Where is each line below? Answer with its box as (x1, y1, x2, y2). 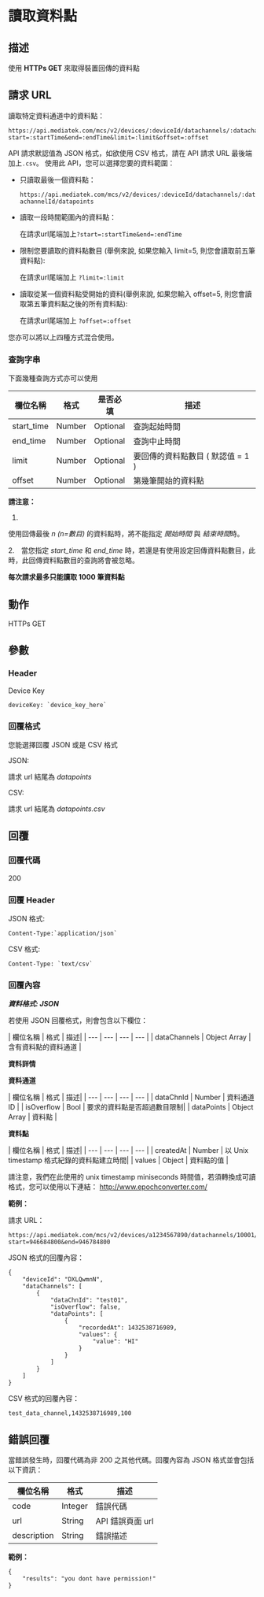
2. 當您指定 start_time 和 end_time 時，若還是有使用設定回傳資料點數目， (8, 546, 249, 555)
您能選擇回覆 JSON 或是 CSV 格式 (8, 739, 118, 749)
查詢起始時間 (133, 421, 181, 432)
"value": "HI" (92, 1338, 139, 1346)
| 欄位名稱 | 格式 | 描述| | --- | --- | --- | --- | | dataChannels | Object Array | (8, 1032, 251, 1042)
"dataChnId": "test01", (49, 1296, 128, 1304)
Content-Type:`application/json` (8, 929, 118, 937)
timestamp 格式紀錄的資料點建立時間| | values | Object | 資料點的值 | (8, 1155, 229, 1165)
